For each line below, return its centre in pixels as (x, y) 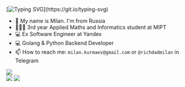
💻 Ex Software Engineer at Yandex (58, 34)
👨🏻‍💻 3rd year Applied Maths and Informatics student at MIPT (91, 27)
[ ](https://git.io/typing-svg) (57, 9)
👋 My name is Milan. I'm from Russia (60, 21)
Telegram (27, 61)
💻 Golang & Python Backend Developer (64, 43)
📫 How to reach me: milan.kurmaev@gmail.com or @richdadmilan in (97, 52)
